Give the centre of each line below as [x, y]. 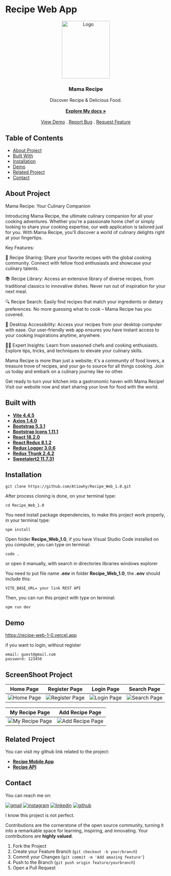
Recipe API [25, 767]
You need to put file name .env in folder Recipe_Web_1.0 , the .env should [83, 573]
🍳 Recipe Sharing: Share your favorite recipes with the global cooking [78, 258]
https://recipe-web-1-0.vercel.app [41, 635]
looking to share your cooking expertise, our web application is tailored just [84, 227]
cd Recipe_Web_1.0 [25, 505]
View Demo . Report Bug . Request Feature [86, 122]
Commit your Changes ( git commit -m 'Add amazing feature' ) [78, 857]
